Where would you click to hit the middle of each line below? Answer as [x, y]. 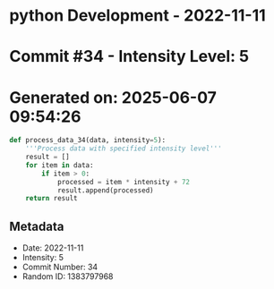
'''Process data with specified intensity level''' [124, 149]
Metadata [37, 226]
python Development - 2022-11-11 [137, 16]
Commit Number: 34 [60, 267]
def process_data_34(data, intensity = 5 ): [88, 140]
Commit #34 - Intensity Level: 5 [129, 57]
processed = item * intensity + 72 [124, 182]
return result [51, 199]
